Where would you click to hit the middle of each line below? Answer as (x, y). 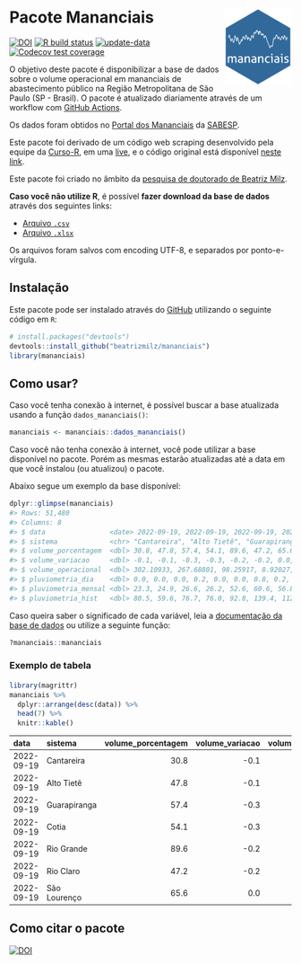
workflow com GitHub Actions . (66, 107)
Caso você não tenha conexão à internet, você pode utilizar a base (133, 450)
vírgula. (23, 260)
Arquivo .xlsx (48, 233)
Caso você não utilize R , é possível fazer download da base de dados (140, 196)
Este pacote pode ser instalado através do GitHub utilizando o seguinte (140, 309)
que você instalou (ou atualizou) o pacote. (87, 469)
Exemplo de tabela (50, 666)
